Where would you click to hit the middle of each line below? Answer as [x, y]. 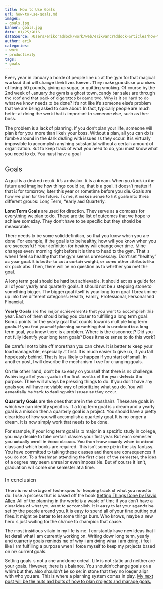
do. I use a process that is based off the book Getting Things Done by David [81, 496]
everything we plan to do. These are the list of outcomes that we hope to [78, 216]
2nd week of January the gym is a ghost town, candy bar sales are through [80, 93]
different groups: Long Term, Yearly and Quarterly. [55, 201]
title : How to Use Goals [30, 9]
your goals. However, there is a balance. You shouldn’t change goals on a [78, 566]
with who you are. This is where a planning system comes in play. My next [79, 576]
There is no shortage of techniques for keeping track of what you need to [78, 491]
